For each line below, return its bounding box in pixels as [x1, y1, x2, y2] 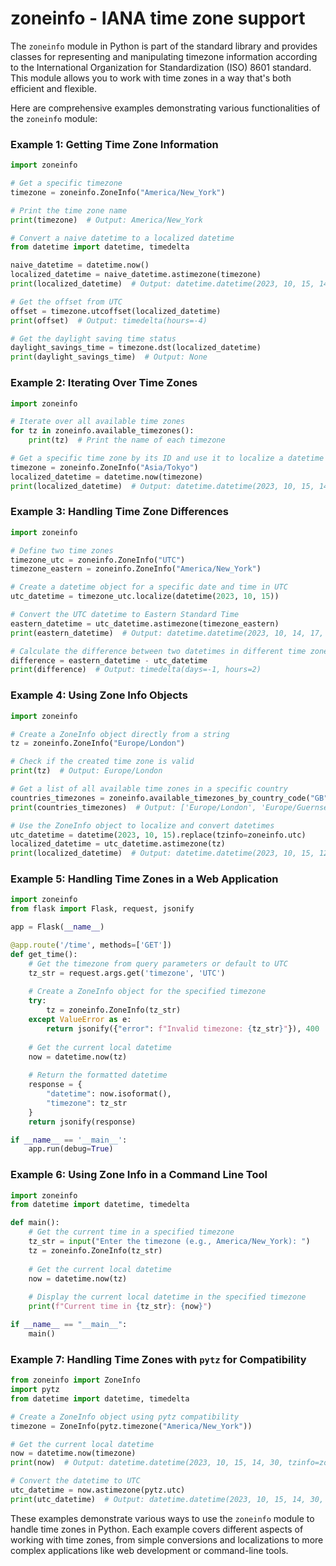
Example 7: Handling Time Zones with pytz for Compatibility [10, 1352, 307, 1366]
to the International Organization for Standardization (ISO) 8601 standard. [10, 61, 312, 73]
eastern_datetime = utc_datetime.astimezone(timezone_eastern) [10, 618, 280, 629]
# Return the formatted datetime [28, 1070, 168, 1081]
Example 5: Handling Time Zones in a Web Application [10, 872, 279, 886]
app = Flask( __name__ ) [10, 922, 105, 932]
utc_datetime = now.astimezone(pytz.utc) [10, 1485, 186, 1496]
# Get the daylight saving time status [10, 333, 177, 344]
